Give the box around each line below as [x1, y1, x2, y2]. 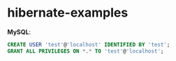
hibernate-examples [7, 5, 129, 21]
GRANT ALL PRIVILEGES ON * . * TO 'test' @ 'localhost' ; [7, 47, 164, 55]
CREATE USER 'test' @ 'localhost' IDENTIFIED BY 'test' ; [7, 41, 170, 48]
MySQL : [7, 28, 31, 36]
